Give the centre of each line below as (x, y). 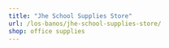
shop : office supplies (47, 31)
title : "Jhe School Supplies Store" (70, 16)
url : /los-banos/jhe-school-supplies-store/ (85, 24)
